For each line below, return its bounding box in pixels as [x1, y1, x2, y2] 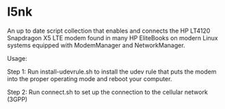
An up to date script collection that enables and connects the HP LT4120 [7, 27, 211, 35]
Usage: [7, 54, 27, 62]
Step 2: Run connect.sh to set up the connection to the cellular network [7, 88, 209, 96]
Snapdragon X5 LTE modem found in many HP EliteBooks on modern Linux [7, 33, 218, 42]
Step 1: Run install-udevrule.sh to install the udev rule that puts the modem [7, 67, 217, 76]
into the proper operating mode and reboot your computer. [7, 74, 172, 82]
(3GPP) [7, 95, 28, 103]
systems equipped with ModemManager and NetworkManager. [7, 41, 186, 49]
